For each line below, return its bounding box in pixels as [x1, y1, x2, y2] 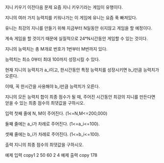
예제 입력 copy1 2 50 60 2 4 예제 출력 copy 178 [5, 152, 98, 158]
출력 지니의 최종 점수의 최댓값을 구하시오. [5, 142, 84, 147]
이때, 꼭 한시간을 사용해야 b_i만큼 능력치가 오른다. [5, 83, 100, 89]
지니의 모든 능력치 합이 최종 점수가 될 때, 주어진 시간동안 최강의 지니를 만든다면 [5, 94, 156, 100]
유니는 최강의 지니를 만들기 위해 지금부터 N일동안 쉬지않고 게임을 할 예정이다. [5, 25, 152, 31]
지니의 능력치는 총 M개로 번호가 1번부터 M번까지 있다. [5, 46, 108, 52]
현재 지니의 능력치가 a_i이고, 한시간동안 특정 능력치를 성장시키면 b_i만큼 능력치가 [5, 67, 160, 73]
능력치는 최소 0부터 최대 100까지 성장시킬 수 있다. [5, 56, 100, 62]
